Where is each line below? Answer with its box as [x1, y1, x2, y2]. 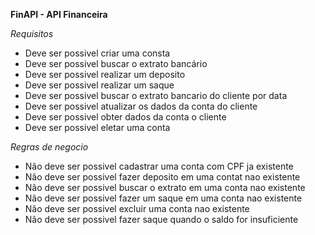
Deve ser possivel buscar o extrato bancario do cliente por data [24, 90, 288, 101]
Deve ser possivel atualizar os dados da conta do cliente [24, 100, 258, 112]
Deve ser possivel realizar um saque [24, 79, 175, 91]
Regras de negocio [10, 141, 89, 153]
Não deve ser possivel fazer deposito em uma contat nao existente [24, 171, 301, 183]
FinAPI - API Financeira [10, 9, 108, 20]
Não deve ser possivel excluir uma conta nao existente [24, 203, 250, 214]
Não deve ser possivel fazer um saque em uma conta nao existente [24, 192, 303, 204]
